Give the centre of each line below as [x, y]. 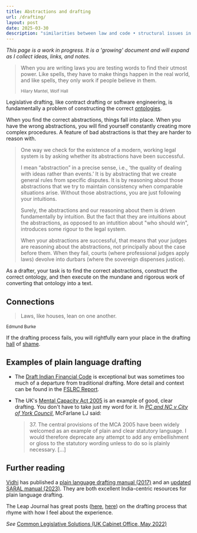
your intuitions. [39, 199]
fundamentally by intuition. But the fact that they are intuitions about [103, 217]
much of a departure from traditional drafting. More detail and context [99, 383]
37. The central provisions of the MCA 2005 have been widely [104, 424]
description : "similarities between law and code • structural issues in [99, 34]
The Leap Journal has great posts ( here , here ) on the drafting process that [96, 506]
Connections [30, 302]
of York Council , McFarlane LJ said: [58, 413]
